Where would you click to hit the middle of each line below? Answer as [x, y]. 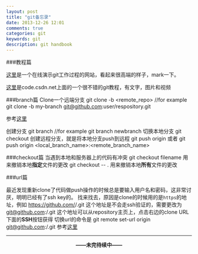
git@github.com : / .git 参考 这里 [42, 227]
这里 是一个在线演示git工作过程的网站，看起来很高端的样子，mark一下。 [93, 74]
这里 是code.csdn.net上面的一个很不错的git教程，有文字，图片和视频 [88, 87]
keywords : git [24, 39]
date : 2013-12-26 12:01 [35, 22]
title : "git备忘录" [29, 17]
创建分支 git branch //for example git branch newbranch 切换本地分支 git [94, 131]
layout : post [22, 12]
